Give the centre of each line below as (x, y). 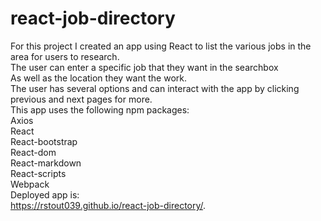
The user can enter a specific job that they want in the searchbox (144, 67)
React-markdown (46, 163)
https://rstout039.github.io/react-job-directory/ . (108, 205)
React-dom (33, 152)
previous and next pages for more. (81, 99)
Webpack (30, 184)
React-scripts (38, 173)
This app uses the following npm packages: (100, 109)
